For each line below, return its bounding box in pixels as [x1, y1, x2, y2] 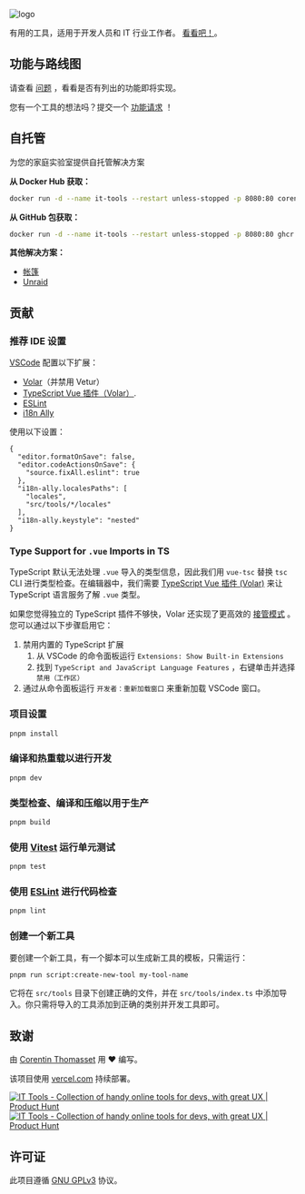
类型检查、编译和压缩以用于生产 [9, 796, 150, 809]
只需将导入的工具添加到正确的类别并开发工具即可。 [33, 999, 224, 1010]
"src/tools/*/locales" [25, 500, 112, 509]
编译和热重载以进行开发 [9, 752, 112, 765]
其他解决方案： [9, 247, 65, 258]
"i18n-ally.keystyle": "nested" [17, 516, 141, 526]
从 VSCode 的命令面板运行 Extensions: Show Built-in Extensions [35, 650, 284, 662]
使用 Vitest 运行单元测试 [9, 841, 116, 854]
